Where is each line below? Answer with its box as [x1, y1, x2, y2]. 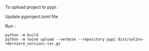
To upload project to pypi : [5, 4, 59, 10]
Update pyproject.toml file [5, 14, 58, 19]
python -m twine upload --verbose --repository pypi [5, 37, 116, 42]
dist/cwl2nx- [117, 37, 145, 42]
